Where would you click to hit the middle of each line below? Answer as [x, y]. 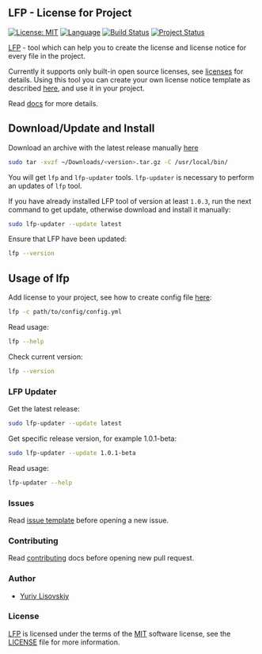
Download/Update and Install [82, 129]
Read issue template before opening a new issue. [88, 520]
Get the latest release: [44, 408]
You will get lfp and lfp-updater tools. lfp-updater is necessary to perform [131, 177]
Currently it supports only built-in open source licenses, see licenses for [126, 71]
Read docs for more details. [53, 103]
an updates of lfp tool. [45, 185]
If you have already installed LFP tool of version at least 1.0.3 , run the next [130, 201]
